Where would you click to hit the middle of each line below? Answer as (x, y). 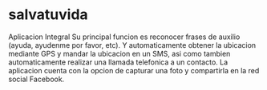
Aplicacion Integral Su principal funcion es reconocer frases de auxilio (124, 37)
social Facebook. (36, 79)
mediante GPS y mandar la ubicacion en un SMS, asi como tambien (119, 53)
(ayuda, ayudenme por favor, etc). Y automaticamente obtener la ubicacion (132, 45)
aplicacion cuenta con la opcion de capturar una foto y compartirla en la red (134, 70)
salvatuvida (48, 15)
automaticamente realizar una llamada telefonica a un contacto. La (118, 62)
